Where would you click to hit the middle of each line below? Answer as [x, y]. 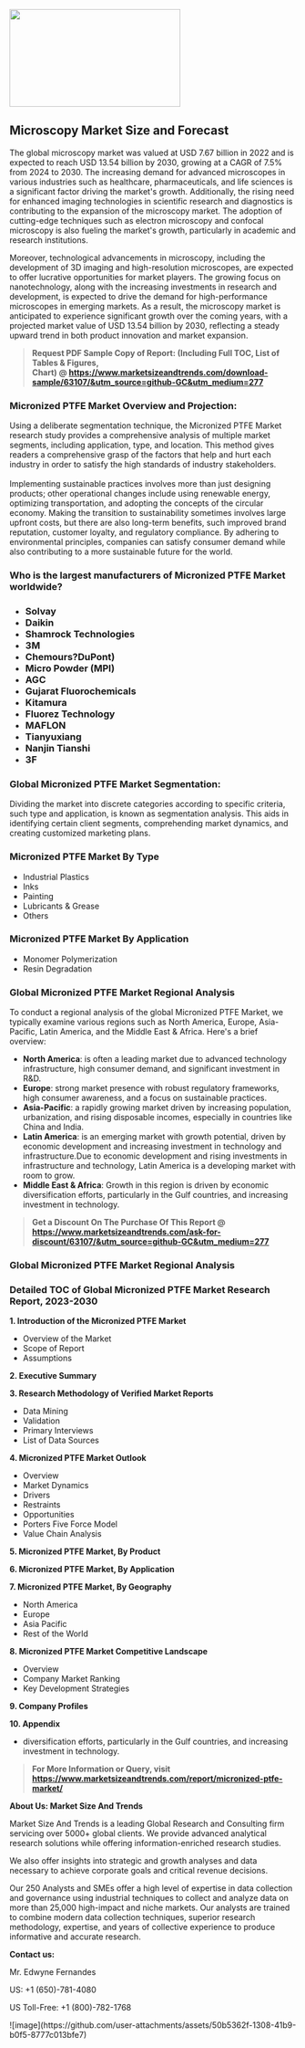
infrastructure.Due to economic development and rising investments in [155, 1156]
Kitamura [46, 702]
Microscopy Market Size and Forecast [119, 131]
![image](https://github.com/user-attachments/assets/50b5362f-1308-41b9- [153, 2025]
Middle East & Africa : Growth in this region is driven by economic [146, 1185]
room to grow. [49, 1176]
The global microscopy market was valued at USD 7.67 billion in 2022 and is [152, 152]
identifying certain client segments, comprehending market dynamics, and [149, 824]
